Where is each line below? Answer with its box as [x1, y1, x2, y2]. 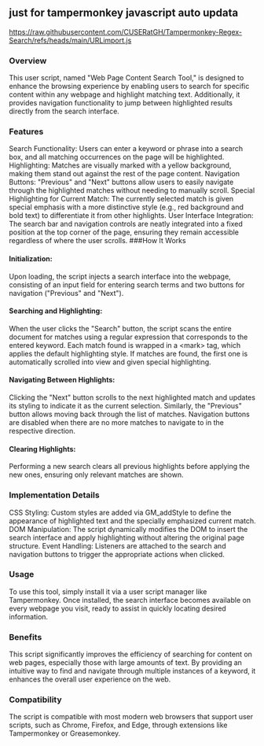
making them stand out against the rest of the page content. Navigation [9, 169, 240, 179]
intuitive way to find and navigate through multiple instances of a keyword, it [9, 667, 256, 676]
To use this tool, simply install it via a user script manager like [9, 586, 207, 596]
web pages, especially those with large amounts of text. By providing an [9, 658, 243, 667]
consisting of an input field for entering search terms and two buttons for [9, 279, 245, 290]
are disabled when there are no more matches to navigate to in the [9, 418, 225, 427]
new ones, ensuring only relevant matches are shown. [9, 470, 184, 479]
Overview [9, 55, 47, 66]
